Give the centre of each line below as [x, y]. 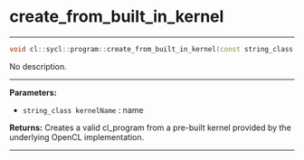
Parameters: [33, 92]
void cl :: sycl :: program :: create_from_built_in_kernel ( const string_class [152, 49]
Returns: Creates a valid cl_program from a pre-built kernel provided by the [150, 127]
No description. [38, 66]
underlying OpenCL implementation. [77, 136]
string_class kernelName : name [83, 109]
